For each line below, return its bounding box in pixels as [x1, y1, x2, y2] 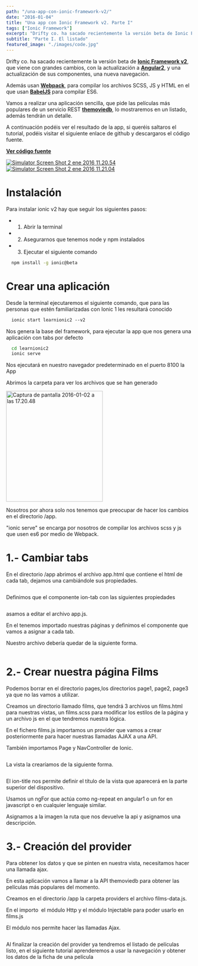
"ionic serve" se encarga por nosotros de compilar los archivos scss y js [6, 524, 181, 532]
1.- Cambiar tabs [6, 551, 89, 565]
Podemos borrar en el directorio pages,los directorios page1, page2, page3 [6, 685, 189, 692]
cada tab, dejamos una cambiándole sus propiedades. [6, 577, 138, 584]
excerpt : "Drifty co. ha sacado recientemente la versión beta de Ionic [6, 31, 189, 37]
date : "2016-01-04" [6, 14, 54, 20]
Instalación [6, 186, 62, 200]
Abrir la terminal [23, 223, 63, 230]
